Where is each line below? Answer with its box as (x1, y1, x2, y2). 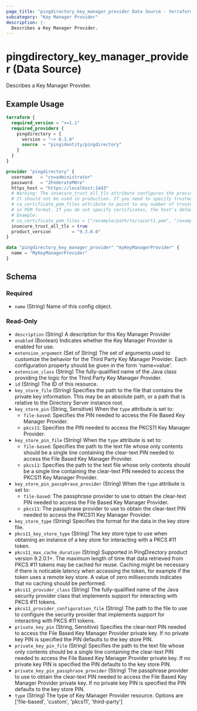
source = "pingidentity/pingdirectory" (21, 142, 122, 148)
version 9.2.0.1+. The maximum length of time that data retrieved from (14, 554, 184, 562)
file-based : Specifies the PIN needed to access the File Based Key (23, 411, 185, 419)
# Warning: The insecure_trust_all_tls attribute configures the (11, 190, 175, 196)
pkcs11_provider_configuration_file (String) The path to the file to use (14, 604, 188, 611)
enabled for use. (14, 343, 55, 350)
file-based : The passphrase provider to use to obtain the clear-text (23, 492, 186, 499)
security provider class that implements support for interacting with (14, 592, 178, 599)
